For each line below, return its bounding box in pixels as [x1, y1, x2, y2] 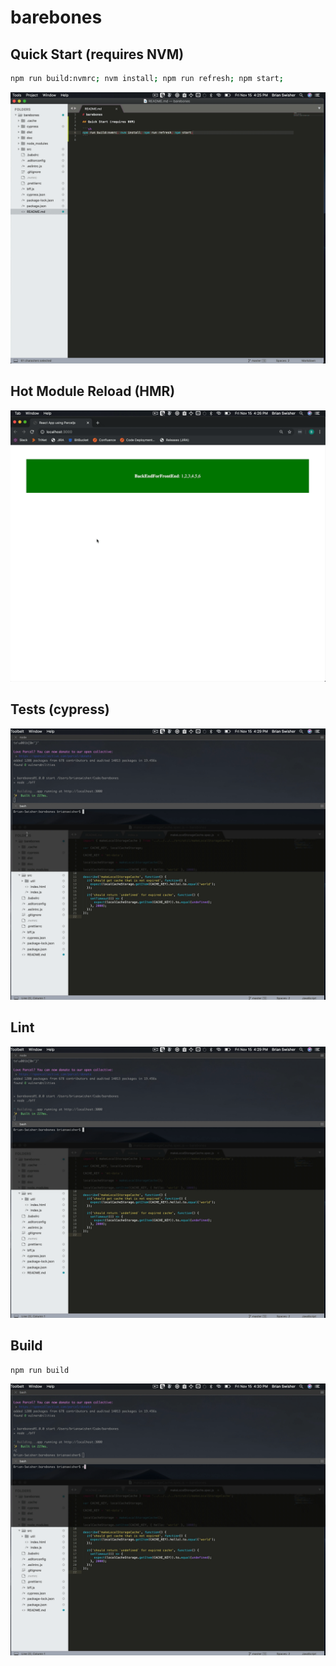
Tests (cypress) [10, 701, 110, 718]
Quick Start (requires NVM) [10, 46, 185, 63]
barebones [10, 6, 103, 29]
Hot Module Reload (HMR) [10, 383, 176, 400]
